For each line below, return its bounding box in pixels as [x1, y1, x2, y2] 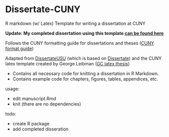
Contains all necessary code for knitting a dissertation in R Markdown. [12, 70, 159, 77]
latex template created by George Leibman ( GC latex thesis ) [5, 60, 130, 66]
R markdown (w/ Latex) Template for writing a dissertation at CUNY [5, 20, 146, 26]
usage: [5, 85, 20, 92]
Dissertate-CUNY [5, 4, 81, 15]
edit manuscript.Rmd [12, 95, 57, 101]
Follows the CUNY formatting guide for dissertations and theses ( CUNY [5, 40, 154, 46]
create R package [12, 120, 50, 126]
